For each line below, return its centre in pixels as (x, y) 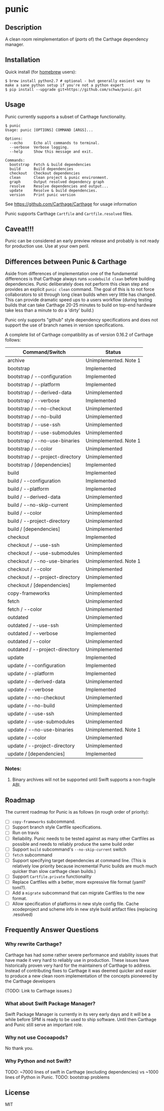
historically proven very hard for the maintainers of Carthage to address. (78, 965)
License (17, 1093)
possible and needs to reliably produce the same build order (73, 844)
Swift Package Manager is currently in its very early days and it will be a (78, 1014)
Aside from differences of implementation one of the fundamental (71, 274)
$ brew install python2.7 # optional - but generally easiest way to (78, 81)
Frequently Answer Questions (52, 930)
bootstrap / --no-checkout (39, 409)
